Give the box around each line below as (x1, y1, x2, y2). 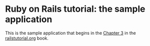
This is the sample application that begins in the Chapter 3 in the (5, 30, 136, 36)
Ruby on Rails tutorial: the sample (5, 3, 146, 15)
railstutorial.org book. (5, 35, 49, 41)
